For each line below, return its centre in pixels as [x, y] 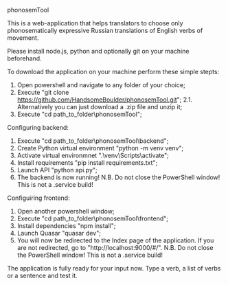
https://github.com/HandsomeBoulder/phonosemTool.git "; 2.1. [105, 100]
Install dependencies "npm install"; [66, 226]
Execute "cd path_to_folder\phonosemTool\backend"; [93, 141]
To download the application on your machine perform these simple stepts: [113, 72]
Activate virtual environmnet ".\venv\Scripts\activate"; [93, 155]
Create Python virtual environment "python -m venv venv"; [100, 148]
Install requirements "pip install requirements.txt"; [87, 163]
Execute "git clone [43, 92]
